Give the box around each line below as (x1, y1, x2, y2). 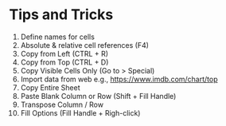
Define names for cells (20, 32, 95, 41)
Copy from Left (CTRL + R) (20, 49, 109, 58)
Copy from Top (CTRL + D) (20, 57, 109, 67)
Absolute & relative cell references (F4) (20, 40, 150, 49)
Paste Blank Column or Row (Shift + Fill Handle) (20, 91, 177, 100)
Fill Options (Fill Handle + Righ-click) (20, 108, 141, 117)
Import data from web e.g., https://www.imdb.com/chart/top (20, 74, 218, 84)
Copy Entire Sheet (20, 82, 80, 93)
